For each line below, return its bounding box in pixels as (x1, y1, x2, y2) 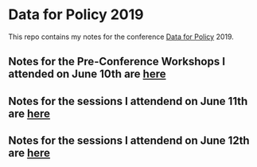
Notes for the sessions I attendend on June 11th (8, 94, 248, 108)
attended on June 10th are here (8, 68, 166, 81)
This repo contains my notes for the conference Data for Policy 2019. (8, 32, 235, 41)
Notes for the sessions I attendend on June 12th (8, 134, 250, 148)
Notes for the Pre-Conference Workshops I (8, 55, 225, 68)
